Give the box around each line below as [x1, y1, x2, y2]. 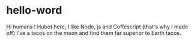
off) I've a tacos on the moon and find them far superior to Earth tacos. [6, 29, 181, 36]
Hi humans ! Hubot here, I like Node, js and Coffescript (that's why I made [6, 23, 188, 30]
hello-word [6, 4, 62, 17]
